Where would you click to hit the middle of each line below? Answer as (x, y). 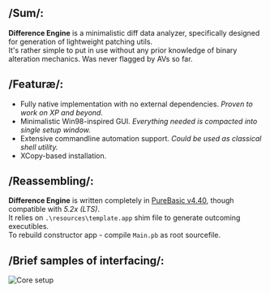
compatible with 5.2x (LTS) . (54, 209)
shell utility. (39, 147)
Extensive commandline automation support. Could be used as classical (141, 138)
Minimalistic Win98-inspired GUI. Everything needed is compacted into (139, 121)
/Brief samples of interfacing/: (86, 260)
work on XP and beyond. (62, 112)
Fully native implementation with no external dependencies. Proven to (136, 104)
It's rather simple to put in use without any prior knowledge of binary (123, 50)
